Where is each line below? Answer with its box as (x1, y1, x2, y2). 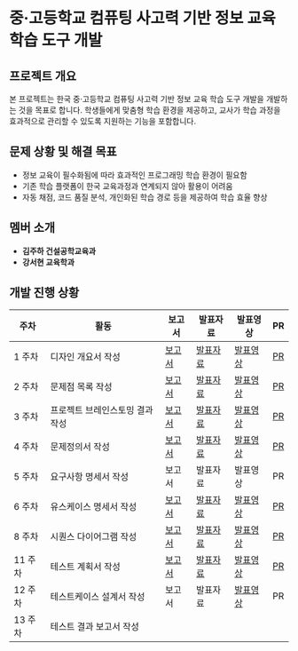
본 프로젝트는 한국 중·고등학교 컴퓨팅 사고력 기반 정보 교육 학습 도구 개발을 (9, 94, 264, 104)
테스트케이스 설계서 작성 (50, 591, 145, 603)
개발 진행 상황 (9, 285, 80, 300)
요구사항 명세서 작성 (50, 471, 129, 483)
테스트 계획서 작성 (50, 560, 122, 573)
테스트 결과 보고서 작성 (50, 621, 139, 633)
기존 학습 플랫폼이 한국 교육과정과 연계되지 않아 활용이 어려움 (21, 180, 233, 191)
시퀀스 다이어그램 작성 (50, 530, 137, 543)
